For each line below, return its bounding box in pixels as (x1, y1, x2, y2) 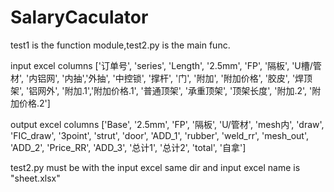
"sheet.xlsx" (10, 172, 61, 184)
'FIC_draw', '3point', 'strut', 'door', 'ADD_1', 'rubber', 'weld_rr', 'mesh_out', (10, 129, 309, 141)
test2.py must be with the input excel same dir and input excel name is (10, 161, 301, 173)
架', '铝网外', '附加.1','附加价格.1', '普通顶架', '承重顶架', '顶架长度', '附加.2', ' (10, 84, 313, 96)
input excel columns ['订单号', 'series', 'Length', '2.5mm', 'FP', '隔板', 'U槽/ (10, 59, 313, 71)
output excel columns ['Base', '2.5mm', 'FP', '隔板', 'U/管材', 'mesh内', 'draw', (10, 118, 325, 130)
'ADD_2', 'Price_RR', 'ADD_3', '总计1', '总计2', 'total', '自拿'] (10, 141, 247, 153)
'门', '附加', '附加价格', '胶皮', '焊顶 (175, 72, 313, 84)
